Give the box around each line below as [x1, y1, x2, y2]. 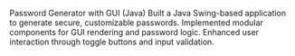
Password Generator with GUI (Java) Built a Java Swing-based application [9, 8, 287, 18]
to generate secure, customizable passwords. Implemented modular [9, 17, 264, 28]
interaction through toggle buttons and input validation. [9, 36, 214, 47]
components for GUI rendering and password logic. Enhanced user [9, 27, 260, 37]
